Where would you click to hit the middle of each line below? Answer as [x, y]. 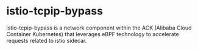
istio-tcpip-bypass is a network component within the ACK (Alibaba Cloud [99, 28]
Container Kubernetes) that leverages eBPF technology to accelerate [93, 34]
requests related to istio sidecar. [47, 40]
